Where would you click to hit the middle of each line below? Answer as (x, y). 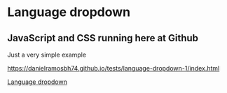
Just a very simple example (47, 55)
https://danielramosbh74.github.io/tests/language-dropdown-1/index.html (113, 68)
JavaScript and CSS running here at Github (103, 38)
